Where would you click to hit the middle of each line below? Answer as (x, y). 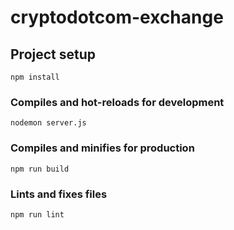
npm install (35, 77)
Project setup (53, 54)
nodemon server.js (48, 123)
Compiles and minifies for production (102, 148)
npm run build (40, 169)
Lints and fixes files (59, 194)
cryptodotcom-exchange (117, 17)
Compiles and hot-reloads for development (117, 102)
